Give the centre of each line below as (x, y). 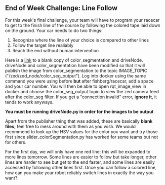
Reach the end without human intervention (56, 50)
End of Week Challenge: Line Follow (61, 8)
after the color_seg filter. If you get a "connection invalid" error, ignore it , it (81, 97)
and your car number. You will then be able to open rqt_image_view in (76, 86)
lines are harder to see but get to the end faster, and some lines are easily (80, 162)
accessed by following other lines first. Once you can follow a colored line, (81, 167)
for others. (16, 142)
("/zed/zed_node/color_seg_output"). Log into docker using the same (76, 75)
